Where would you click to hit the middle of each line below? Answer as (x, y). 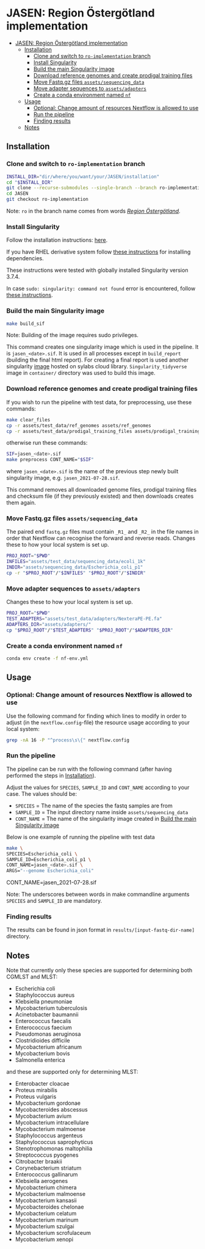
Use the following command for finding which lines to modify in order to (97, 716)
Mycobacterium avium (43, 1116)
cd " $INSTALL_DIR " (30, 182)
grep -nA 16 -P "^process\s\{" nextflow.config (68, 740)
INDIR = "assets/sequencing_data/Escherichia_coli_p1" (75, 567)
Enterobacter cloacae (42, 1083)
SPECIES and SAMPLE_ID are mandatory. (54, 901)
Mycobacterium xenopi (44, 1239)
